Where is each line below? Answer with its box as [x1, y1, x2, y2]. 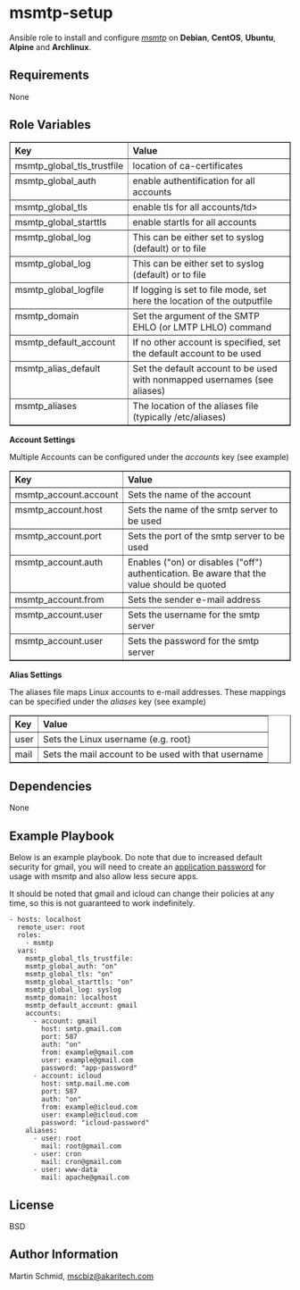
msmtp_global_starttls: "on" [25, 977, 134, 987]
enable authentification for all [132, 174, 255, 187]
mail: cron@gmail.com [41, 1158, 122, 1167]
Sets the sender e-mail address [128, 593, 261, 606]
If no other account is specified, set [132, 336, 281, 348]
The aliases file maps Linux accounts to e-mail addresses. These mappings [9, 686, 287, 697]
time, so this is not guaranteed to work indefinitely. [9, 898, 196, 909]
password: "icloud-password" [41, 1118, 150, 1127]
